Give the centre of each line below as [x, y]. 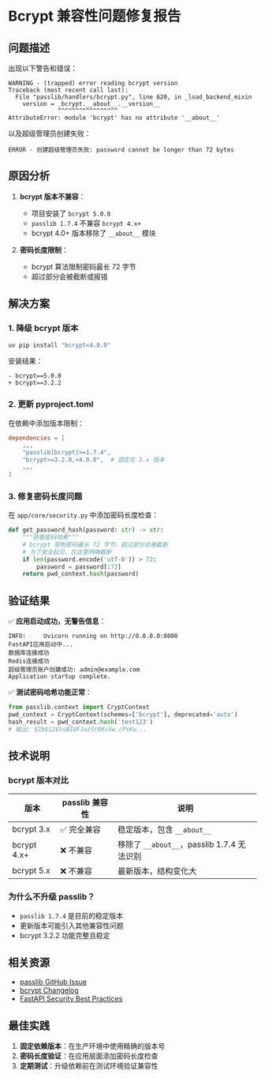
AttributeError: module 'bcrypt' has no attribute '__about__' [114, 118]
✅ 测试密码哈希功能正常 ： [50, 693]
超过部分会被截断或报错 [69, 276]
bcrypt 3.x [31, 829]
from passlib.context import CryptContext [79, 708]
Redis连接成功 [29, 661]
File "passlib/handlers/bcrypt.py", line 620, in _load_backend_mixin [134, 97]
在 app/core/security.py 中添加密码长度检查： [84, 515]
